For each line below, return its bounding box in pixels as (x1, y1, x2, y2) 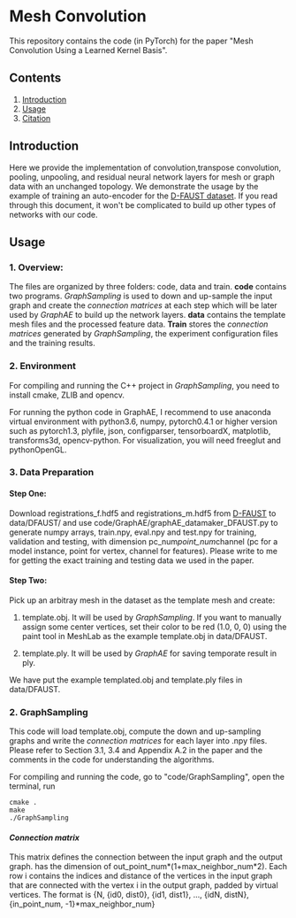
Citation (21, 112, 51, 123)
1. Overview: (9, 261, 64, 274)
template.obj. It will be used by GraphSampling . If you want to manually (21, 612, 282, 622)
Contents (9, 71, 62, 86)
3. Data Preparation (9, 467, 95, 479)
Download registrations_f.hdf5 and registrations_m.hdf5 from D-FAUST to (9, 507, 277, 519)
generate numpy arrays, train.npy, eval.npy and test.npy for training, (9, 527, 257, 537)
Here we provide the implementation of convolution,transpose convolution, (9, 162, 282, 173)
